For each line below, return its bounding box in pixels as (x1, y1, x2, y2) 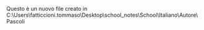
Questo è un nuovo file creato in (6, 5, 88, 12)
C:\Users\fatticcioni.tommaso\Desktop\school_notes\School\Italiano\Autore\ (6, 11, 198, 19)
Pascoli (6, 18, 25, 25)
